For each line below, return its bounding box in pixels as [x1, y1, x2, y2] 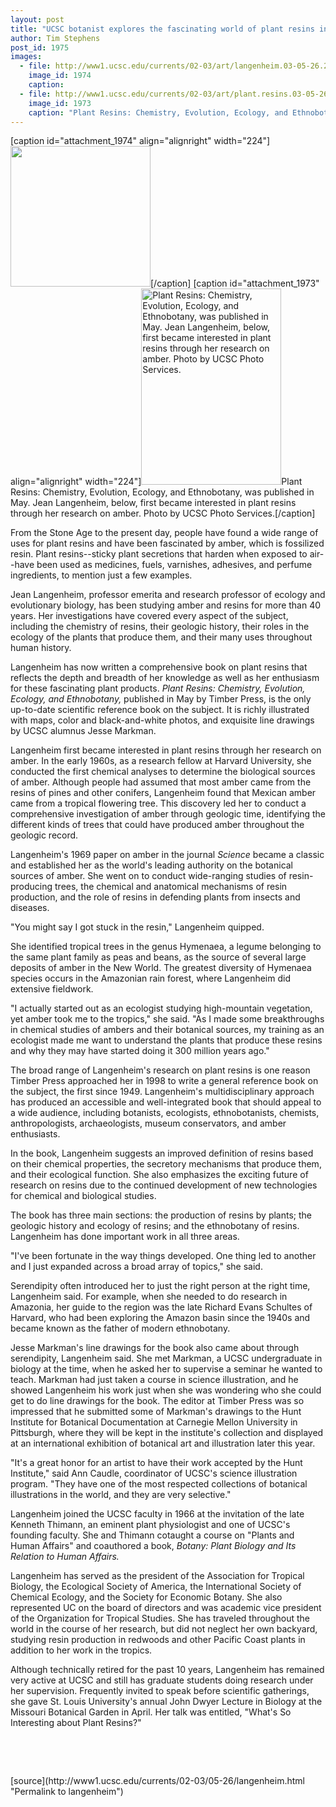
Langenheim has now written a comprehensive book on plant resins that [10, 661, 308, 673]
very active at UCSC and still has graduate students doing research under [10, 1674, 314, 1686]
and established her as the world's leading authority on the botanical [10, 859, 294, 871]
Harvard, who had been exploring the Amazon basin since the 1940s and [10, 1312, 311, 1324]
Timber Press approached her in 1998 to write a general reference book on [10, 1075, 319, 1087]
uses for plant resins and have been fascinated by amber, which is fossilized [10, 537, 325, 550]
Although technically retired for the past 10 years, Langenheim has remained [10, 1664, 325, 1676]
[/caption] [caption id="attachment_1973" [150, 277, 320, 290]
